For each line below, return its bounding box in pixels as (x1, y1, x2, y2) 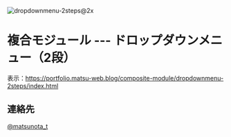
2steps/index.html (7, 81, 59, 89)
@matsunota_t (7, 122, 48, 130)
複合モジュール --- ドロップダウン (7, 33, 198, 48)
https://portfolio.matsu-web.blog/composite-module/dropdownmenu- (25, 74, 224, 82)
